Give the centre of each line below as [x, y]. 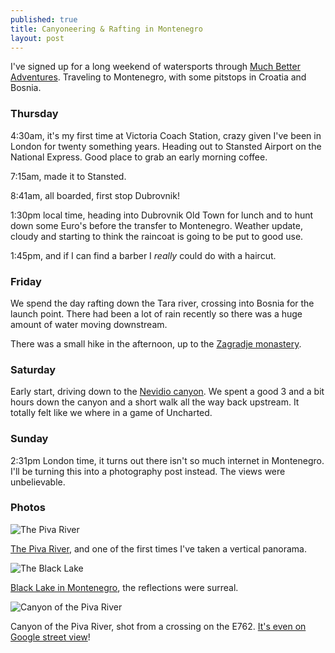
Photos [28, 508]
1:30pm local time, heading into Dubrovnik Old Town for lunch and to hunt [162, 215]
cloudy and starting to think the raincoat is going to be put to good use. [157, 236]
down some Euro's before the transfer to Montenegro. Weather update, [156, 225]
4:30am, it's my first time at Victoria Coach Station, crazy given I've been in [166, 135]
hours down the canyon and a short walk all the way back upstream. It [155, 402]
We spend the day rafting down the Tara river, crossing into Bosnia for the [162, 303]
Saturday [33, 369]
